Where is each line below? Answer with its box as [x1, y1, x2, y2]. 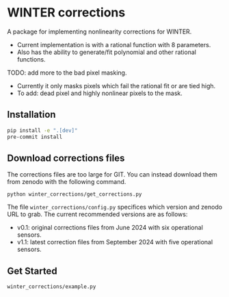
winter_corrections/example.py [7, 283, 96, 290]
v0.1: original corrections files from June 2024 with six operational [16, 224, 204, 232]
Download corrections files [7, 152, 125, 164]
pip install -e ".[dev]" [7, 127, 78, 134]
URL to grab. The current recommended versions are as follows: [7, 210, 188, 218]
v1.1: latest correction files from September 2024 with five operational [16, 238, 213, 246]
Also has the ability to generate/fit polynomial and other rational [16, 48, 197, 56]
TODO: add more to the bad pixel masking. [7, 68, 127, 77]
